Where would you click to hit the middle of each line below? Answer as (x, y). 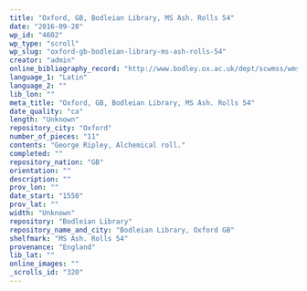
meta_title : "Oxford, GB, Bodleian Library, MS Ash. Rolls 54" (132, 103)
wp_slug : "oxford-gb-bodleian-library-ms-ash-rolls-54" (118, 52)
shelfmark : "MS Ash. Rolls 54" (69, 238)
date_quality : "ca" (47, 111)
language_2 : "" (38, 86)
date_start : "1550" (47, 196)
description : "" (40, 179)
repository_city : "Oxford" (61, 129)
